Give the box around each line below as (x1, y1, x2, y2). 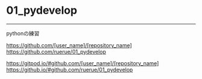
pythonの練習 (6, 29, 40, 37)
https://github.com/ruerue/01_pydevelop (6, 48, 106, 55)
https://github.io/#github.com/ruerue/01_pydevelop (6, 66, 133, 73)
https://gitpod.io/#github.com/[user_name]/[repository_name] (6, 59, 159, 66)
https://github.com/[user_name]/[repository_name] (6, 41, 132, 48)
